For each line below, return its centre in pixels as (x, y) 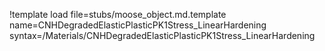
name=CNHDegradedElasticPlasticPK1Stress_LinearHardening (138, 25)
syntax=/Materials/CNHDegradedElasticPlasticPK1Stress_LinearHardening (162, 35)
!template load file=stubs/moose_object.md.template (118, 14)
